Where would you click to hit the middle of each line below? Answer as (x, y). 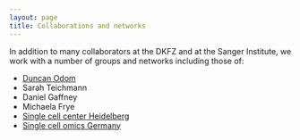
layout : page (34, 17)
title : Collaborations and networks (77, 26)
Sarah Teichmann (55, 87)
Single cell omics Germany (71, 125)
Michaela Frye (48, 106)
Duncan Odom (49, 78)
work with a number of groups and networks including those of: (127, 61)
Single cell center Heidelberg (76, 116)
